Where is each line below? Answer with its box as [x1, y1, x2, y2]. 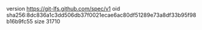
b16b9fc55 [6, 18, 34, 25]
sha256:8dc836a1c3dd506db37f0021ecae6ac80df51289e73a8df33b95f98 [6, 11, 196, 19]
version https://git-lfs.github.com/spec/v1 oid [6, 5, 121, 12]
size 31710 [34, 18, 61, 25]
